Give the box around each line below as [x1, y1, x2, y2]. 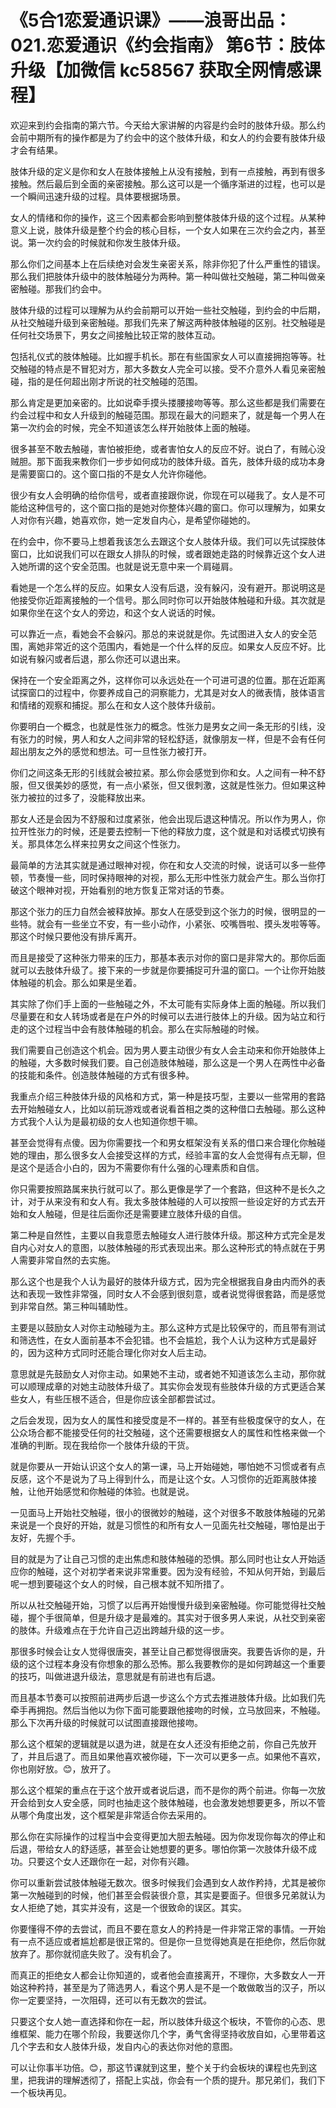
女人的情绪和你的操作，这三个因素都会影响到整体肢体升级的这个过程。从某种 [10, 211, 326, 223]
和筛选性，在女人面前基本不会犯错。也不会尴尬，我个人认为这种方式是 [10, 1334, 300, 1346]
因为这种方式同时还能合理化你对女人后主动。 [27, 1346, 212, 1358]
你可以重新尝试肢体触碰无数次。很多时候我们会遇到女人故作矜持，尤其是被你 [10, 1876, 326, 1888]
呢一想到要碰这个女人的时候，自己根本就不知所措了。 [10, 1577, 230, 1590]
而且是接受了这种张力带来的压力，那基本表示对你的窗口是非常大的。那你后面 [10, 951, 326, 963]
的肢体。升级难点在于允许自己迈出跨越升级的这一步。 [10, 1624, 230, 1636]
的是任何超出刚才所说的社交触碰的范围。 [36, 375, 203, 387]
